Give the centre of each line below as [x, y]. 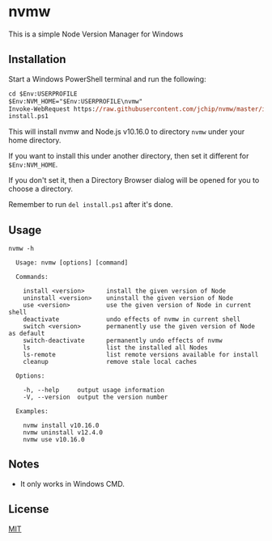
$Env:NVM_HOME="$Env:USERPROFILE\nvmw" [76, 101]
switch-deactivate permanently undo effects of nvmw [123, 341]
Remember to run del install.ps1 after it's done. [91, 205]
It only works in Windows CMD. [72, 484]
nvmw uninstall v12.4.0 [63, 433]
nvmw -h [21, 249]
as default [27, 334]
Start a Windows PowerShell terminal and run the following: [107, 78]
